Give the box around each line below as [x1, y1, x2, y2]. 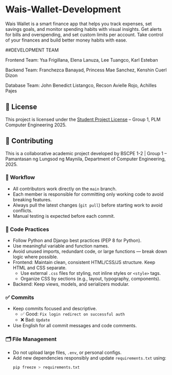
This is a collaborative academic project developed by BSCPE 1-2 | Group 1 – [5, 150, 167, 156]
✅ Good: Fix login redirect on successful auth [20, 311, 125, 317]
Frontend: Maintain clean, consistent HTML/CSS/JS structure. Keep [12, 259, 156, 266]
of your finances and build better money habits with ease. [5, 37, 127, 43]
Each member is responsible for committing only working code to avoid [12, 191, 164, 197]
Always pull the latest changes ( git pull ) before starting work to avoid [12, 202, 163, 208]
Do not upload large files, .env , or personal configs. [12, 349, 122, 355]
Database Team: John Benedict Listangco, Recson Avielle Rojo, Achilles [5, 82, 157, 88]
